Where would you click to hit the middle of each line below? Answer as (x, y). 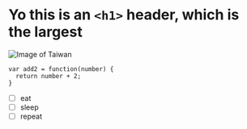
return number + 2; (49, 76)
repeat (31, 117)
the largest (45, 32)
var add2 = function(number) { (61, 69)
